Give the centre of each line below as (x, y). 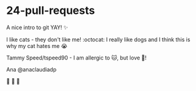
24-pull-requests (51, 11)
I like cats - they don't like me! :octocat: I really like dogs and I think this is (98, 39)
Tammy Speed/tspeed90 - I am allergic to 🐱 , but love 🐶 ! (76, 58)
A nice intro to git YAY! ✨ (37, 27)
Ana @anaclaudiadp (31, 69)
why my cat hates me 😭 (37, 45)
